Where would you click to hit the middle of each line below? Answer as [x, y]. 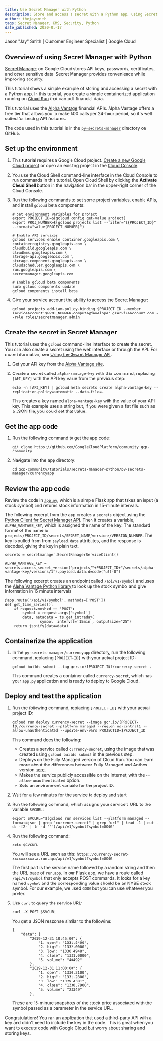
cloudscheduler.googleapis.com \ [46, 265]
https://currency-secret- [103, 854]
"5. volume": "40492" [60, 960]
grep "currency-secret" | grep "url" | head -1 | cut [99, 823]
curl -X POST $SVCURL [34, 912]
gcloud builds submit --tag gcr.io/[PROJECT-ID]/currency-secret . [82, 667]
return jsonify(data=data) [41, 626]
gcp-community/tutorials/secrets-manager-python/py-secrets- [82, 469]
